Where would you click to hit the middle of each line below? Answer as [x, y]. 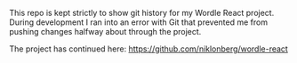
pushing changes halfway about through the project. [105, 31]
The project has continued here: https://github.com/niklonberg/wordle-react [149, 49]
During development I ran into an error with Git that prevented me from [139, 22]
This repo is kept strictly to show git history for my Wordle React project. [142, 13]
